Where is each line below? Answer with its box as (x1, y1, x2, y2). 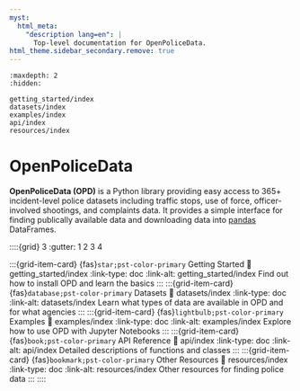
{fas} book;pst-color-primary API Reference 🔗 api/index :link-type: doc (9, 335, 270, 346)
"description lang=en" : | (25, 30, 123, 39)
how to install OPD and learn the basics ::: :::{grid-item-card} (9, 278, 234, 289)
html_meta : (17, 22, 58, 31)
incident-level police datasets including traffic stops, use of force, (9, 195, 253, 207)
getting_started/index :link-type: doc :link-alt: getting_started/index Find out (9, 269, 289, 280)
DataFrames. (9, 224, 57, 235)
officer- (253, 195, 282, 207)
